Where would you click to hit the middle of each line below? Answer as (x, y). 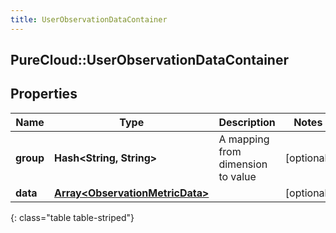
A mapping (244, 139)
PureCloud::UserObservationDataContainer (149, 60)
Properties (44, 94)
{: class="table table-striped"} (72, 217)
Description (247, 122)
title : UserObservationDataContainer (89, 19)
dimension (243, 164)
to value (237, 176)
